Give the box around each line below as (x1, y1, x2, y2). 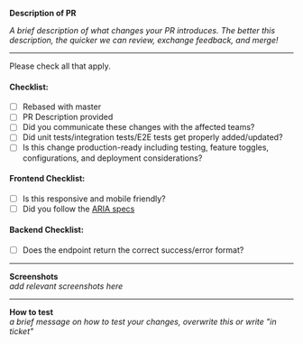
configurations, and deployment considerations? (22, 153, 203, 163)
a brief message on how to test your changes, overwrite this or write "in (9, 316, 277, 328)
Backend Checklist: (9, 225, 84, 236)
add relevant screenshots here (9, 281, 124, 292)
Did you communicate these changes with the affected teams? (22, 122, 255, 133)
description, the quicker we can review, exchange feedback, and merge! (9, 35, 279, 45)
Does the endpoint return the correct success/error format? (22, 245, 244, 256)
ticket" (9, 326, 34, 337)
